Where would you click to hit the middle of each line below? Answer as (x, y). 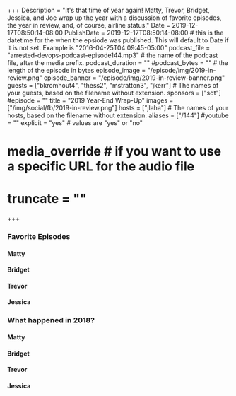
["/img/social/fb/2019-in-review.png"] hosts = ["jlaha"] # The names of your (118, 108)
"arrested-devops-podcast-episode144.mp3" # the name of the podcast (113, 55)
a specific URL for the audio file (101, 167)
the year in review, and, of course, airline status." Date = (89, 25)
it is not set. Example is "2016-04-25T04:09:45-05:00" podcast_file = (109, 48)
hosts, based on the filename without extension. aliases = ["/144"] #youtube (118, 115)
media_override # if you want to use (114, 152)
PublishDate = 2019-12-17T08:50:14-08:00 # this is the (144, 33)
